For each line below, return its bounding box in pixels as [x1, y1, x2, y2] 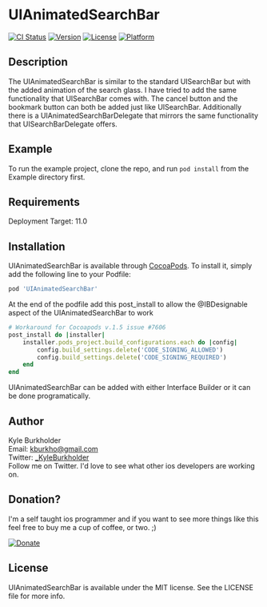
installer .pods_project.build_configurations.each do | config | [22, 338, 238, 346]
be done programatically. [8, 391, 90, 401]
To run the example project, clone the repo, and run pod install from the [8, 163, 249, 173]
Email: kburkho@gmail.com [8, 444, 98, 453]
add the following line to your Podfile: [8, 270, 132, 279]
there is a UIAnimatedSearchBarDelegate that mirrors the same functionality [8, 111, 258, 120]
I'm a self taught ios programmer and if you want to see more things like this [8, 514, 259, 524]
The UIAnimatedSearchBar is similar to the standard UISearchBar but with [8, 76, 251, 86]
